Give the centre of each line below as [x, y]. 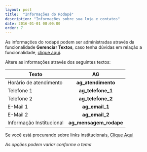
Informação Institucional [36, 123]
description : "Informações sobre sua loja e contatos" [63, 19]
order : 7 [14, 28]
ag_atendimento [96, 83]
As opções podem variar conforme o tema [48, 145]
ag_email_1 [96, 107]
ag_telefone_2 [96, 99]
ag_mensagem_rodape [96, 123]
